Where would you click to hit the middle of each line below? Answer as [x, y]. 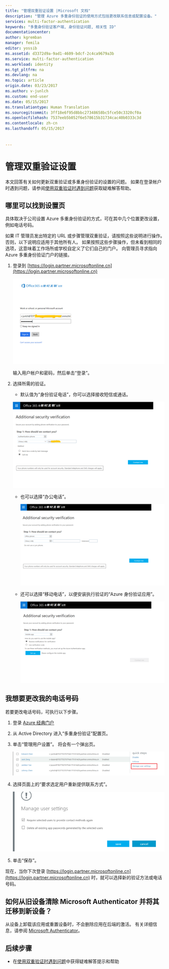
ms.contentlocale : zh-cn [31, 123]
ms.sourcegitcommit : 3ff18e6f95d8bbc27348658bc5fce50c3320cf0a [73, 112]
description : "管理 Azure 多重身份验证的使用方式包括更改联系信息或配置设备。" [81, 16]
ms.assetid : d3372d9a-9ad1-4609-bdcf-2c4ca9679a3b [60, 53]
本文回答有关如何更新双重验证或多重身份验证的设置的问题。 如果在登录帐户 [83, 182]
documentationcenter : [28, 32]
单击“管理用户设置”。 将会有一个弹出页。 [55, 744]
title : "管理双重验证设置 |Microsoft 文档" [48, 11]
